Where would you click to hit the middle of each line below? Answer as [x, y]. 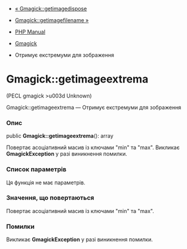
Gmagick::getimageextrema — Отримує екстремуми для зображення [94, 107]
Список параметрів [36, 169]
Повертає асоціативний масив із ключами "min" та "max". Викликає [93, 148]
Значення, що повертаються [50, 198]
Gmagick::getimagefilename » [52, 20]
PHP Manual [30, 32]
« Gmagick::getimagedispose [51, 9]
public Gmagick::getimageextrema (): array [60, 136]
